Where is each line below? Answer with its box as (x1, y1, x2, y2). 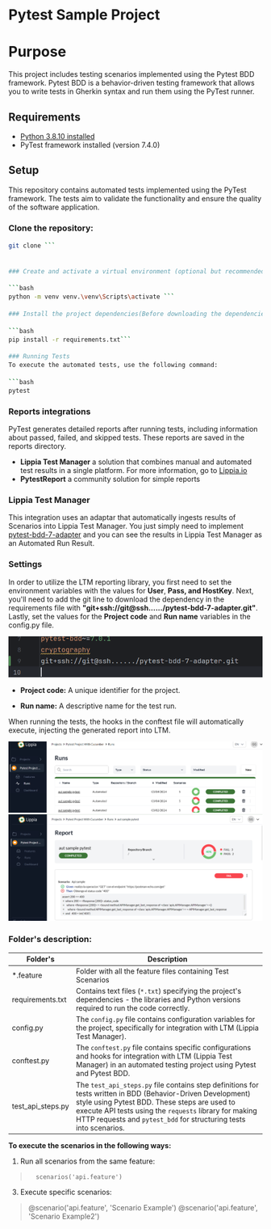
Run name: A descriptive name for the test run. (19, 701, 177, 711)
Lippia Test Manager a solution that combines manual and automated (19, 457, 252, 467)
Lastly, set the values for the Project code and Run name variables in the (8, 611, 252, 621)
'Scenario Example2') (27, 1211, 100, 1221)
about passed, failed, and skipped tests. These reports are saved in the (8, 433, 245, 442)
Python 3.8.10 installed (19, 131, 95, 141)
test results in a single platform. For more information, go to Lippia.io (19, 466, 248, 475)
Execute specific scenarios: (19, 1187, 112, 1197)
